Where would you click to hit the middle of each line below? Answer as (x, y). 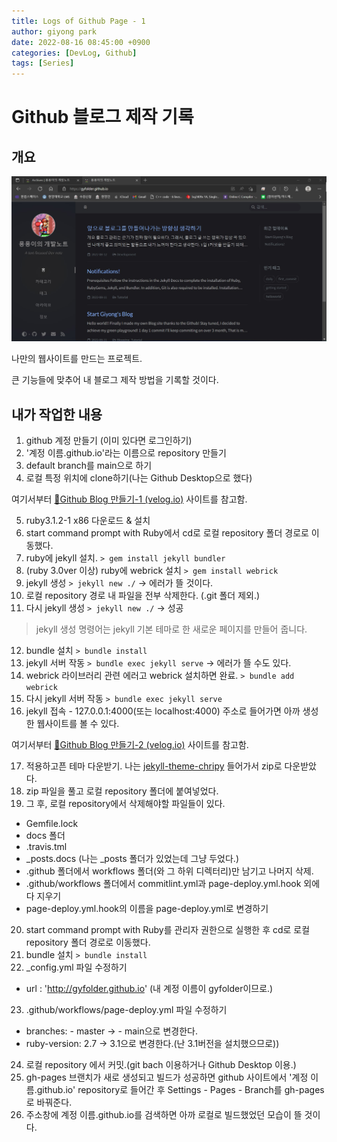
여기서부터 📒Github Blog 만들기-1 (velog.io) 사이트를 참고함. (129, 499)
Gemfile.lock (52, 824)
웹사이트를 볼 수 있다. (78, 724)
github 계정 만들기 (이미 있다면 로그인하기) (109, 441)
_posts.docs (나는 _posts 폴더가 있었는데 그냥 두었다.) (132, 859)
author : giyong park (54, 31)
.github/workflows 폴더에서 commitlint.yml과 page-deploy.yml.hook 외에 (173, 884)
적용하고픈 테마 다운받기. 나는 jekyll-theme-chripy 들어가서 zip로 (154, 766)
